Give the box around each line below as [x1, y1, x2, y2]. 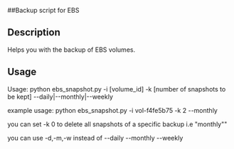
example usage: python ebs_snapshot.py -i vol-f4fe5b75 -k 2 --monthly [7, 106, 218, 114]
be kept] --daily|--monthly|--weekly [7, 92, 114, 101]
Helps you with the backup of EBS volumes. [7, 45, 136, 54]
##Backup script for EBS [7, 6, 80, 14]
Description [7, 26, 60, 38]
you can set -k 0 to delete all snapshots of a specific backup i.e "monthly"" [7, 120, 228, 128]
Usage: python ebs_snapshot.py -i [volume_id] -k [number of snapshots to [7, 84, 226, 93]
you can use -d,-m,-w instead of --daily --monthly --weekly [7, 133, 184, 142]
